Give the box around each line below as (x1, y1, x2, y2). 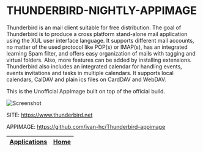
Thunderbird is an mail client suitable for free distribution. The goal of (6, 24, 182, 31)
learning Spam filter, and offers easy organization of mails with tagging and (6, 49, 196, 57)
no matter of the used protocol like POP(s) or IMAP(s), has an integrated (6, 43, 188, 51)
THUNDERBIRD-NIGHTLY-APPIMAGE (6, 4, 197, 18)
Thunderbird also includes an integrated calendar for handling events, (6, 62, 182, 70)
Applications (9, 137, 48, 146)
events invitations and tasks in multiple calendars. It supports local (6, 69, 174, 76)
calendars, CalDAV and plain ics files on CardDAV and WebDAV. (6, 76, 166, 83)
